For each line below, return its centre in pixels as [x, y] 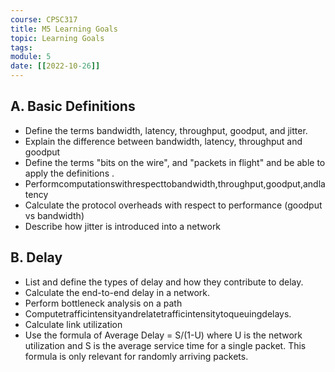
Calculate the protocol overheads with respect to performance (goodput [173, 205]
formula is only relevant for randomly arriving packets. [136, 356]
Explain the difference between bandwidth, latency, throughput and [163, 141]
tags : [21, 47]
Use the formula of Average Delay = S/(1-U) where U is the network [163, 335]
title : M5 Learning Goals [64, 29]
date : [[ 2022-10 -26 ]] [55, 66]
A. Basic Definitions [73, 106]
